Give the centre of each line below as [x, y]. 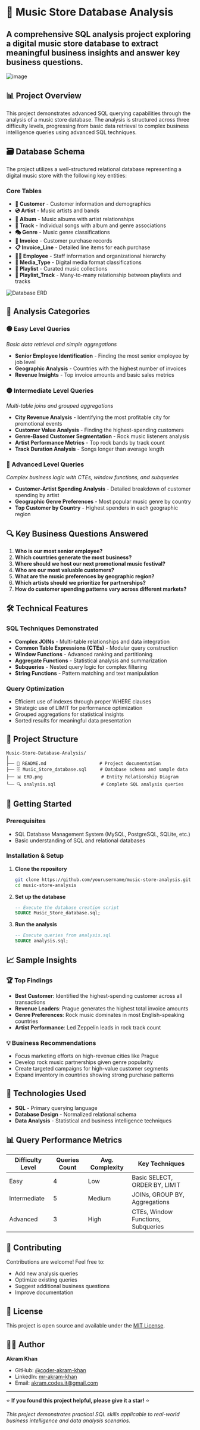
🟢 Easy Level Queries [38, 329]
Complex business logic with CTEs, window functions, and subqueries [93, 477]
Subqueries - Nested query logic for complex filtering [81, 666]
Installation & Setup [35, 856]
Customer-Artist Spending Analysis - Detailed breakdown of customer [103, 489]
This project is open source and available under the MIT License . [86, 1326]
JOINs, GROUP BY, [158, 1195]
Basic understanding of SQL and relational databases [80, 840]
